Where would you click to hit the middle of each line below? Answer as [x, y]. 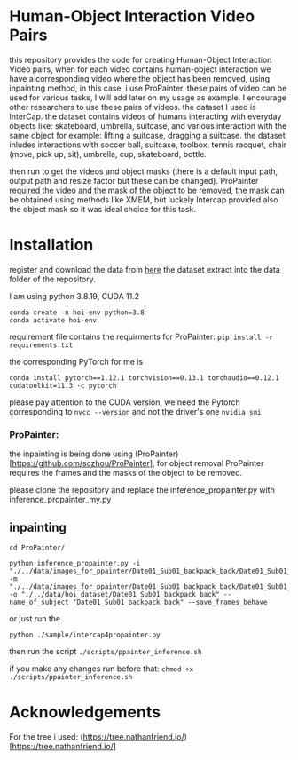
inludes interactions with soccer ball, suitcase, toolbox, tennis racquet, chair [148, 145]
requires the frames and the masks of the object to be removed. [126, 473]
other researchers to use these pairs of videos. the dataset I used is [133, 107]
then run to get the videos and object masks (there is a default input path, [144, 171]
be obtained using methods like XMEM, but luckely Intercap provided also [144, 199]
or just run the [35, 618]
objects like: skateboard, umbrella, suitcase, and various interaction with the [148, 125]
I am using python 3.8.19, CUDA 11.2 [74, 296]
